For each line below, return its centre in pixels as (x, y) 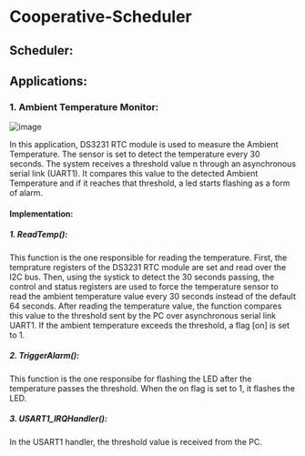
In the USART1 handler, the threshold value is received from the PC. (136, 441)
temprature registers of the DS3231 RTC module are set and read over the (148, 267)
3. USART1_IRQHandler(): (58, 419)
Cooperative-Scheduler (101, 17)
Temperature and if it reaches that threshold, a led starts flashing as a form (150, 183)
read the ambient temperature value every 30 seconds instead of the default (152, 296)
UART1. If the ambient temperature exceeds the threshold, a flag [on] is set (149, 325)
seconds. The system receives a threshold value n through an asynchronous (153, 164)
